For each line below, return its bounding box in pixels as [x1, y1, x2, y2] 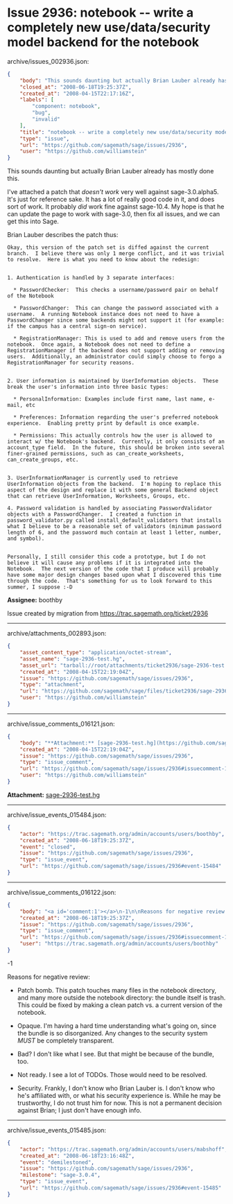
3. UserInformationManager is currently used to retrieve [7, 475, 178, 482]
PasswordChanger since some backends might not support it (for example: [7, 317, 225, 324]
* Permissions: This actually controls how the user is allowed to [13, 432, 213, 439]
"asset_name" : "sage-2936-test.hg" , [19, 655, 126, 663]
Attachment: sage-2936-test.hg [7, 790, 101, 799]
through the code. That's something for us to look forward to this [7, 577, 213, 585]
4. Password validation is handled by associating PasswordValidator [7, 505, 213, 512]
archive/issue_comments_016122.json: [7, 888, 116, 896]
